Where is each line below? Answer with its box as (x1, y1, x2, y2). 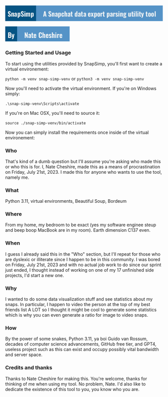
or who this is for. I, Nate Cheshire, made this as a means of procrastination (5, 163, 160, 170)
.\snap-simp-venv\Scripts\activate (5, 101, 79, 106)
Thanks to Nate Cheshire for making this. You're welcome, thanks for (5, 376, 147, 382)
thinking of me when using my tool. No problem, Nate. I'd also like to (5, 381, 146, 387)
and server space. (5, 352, 42, 358)
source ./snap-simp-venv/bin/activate (5, 120, 86, 125)
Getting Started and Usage (5, 49, 71, 56)
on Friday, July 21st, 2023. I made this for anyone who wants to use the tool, (5, 169, 162, 175)
